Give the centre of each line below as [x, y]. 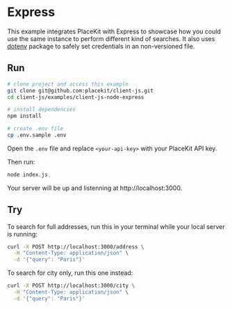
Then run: [21, 161]
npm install [24, 116]
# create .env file [35, 129]
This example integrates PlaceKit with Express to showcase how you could [114, 31]
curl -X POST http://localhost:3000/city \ [71, 286]
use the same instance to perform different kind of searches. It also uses [111, 38]
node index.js [28, 175]
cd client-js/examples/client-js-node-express [76, 97]
